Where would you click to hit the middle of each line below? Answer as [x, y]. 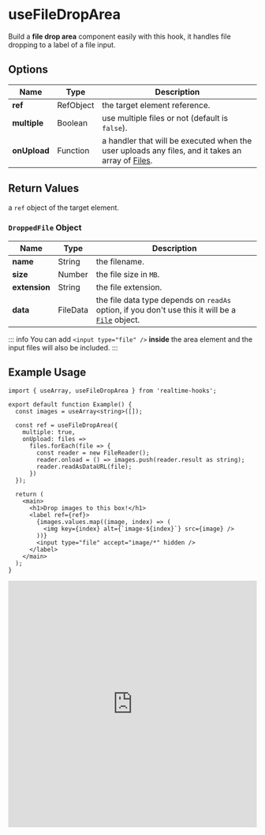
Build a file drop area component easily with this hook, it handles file [119, 36]
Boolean [73, 122]
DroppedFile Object [45, 228]
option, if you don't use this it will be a [166, 309]
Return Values [44, 188]
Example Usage [47, 373]
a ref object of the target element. [64, 208]
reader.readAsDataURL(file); [84, 466]
